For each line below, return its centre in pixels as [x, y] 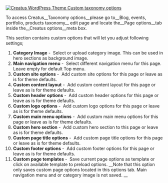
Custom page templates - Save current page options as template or [84, 159]
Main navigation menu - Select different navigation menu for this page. [87, 63]
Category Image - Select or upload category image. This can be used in [88, 53]
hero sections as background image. [50, 58]
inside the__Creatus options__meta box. [46, 28]
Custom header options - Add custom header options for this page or [86, 95]
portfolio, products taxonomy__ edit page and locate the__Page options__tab [84, 23]
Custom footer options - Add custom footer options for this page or [83, 148]
